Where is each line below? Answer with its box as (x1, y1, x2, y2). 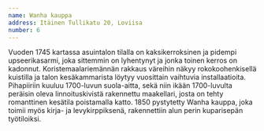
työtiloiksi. (8, 115, 42, 124)
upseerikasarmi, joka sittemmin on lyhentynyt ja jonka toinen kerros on (8, 56, 238, 65)
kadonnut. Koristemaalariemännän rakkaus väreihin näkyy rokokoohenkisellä (8, 64, 257, 74)
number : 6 (8, 26, 41, 34)
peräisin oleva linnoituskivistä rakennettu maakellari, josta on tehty (8, 89, 224, 99)
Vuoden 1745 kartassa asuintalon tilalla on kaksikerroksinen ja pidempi (8, 48, 237, 57)
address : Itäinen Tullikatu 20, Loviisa (8, 19, 143, 27)
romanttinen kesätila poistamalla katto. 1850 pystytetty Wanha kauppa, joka (8, 97, 254, 107)
